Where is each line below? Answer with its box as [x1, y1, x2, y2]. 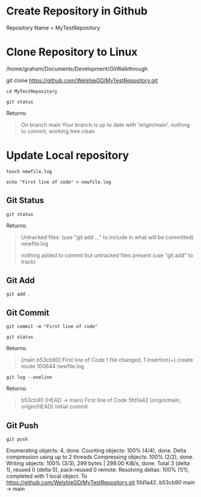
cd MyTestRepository [6, 88, 58, 94]
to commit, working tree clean [20, 128, 95, 135]
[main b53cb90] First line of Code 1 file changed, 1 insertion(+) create [20, 356, 193, 363]
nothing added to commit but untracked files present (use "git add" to [20, 252, 194, 259]
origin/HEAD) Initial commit [20, 403, 88, 410]
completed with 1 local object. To [6, 472, 88, 480]
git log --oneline [6, 374, 52, 380]
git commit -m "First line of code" [6, 324, 98, 330]
